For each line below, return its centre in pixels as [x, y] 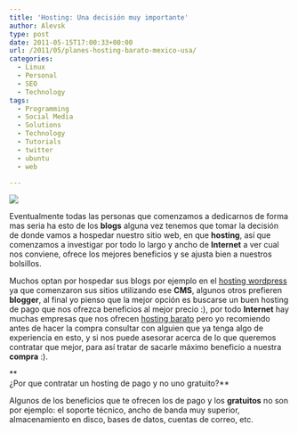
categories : [31, 59]
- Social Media [45, 117]
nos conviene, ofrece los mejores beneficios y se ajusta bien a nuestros [141, 254]
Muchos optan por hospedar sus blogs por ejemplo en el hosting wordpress [148, 281]
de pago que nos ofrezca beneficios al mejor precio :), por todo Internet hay [149, 309]
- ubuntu [33, 158]
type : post [29, 34]
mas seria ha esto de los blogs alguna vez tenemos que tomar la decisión [144, 226]
